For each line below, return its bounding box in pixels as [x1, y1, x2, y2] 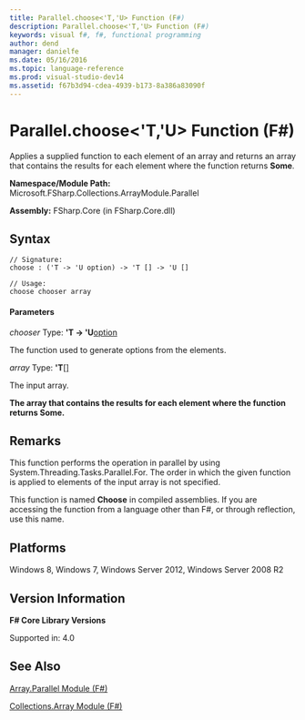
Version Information [9, 591, 126, 606]
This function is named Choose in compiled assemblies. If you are [9, 494, 258, 505]
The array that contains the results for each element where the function [9, 397, 287, 408]
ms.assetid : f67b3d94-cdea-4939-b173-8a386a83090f [9, 81, 206, 90]
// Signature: [9, 256, 64, 265]
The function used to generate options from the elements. [9, 344, 227, 355]
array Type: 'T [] [9, 361, 70, 373]
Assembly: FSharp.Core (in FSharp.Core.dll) [9, 205, 176, 216]
